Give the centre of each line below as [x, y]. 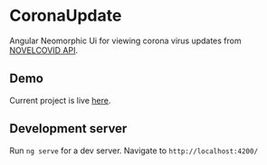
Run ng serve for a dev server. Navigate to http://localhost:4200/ [134, 151]
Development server [68, 128]
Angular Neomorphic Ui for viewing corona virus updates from [125, 41]
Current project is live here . [60, 100]
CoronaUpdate [66, 16]
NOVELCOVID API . [44, 50]
